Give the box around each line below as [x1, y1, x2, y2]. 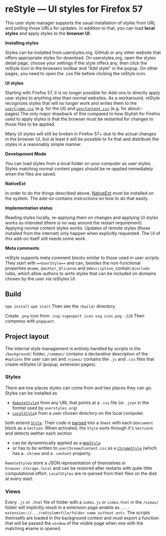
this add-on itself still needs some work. [5, 235, 87, 241]
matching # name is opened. [5, 526, 62, 532]
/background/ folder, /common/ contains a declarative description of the [5, 351, 148, 357]
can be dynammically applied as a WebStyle [12, 440, 101, 446]
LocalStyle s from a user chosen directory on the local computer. [12, 410, 144, 416]
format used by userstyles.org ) [12, 404, 78, 411]
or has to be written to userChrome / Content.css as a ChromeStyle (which [12, 445, 157, 451]
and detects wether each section [5, 430, 72, 436]
